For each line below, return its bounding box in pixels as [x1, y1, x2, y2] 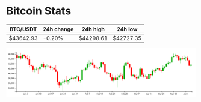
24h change [43, 26, 74, 33]
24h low [116, 26, 138, 33]
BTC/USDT [10, 26, 37, 33]
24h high [81, 26, 105, 33]
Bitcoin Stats [6, 4, 72, 18]
